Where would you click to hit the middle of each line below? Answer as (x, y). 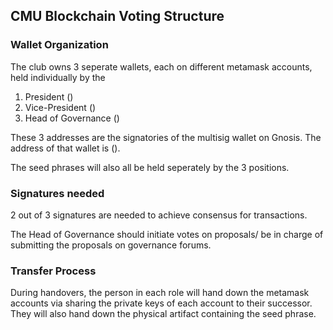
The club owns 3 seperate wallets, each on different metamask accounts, (161, 66)
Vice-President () (60, 107)
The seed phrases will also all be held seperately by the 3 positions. (150, 167)
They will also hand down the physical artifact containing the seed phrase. (163, 314)
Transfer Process (53, 271)
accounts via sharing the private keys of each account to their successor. (161, 303)
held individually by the (58, 77)
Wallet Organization (59, 45)
